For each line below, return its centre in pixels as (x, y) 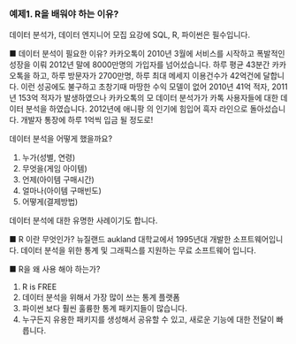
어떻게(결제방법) (50, 202)
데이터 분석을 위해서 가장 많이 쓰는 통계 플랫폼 (101, 297)
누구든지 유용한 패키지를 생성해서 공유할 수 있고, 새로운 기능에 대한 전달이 (148, 319)
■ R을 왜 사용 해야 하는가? (55, 269)
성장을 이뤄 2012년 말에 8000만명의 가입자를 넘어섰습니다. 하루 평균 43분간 (140, 65)
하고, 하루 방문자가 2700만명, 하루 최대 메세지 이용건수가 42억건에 (147, 76)
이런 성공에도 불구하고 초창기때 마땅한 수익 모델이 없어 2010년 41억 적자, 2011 (154, 87)
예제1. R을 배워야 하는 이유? (64, 13)
